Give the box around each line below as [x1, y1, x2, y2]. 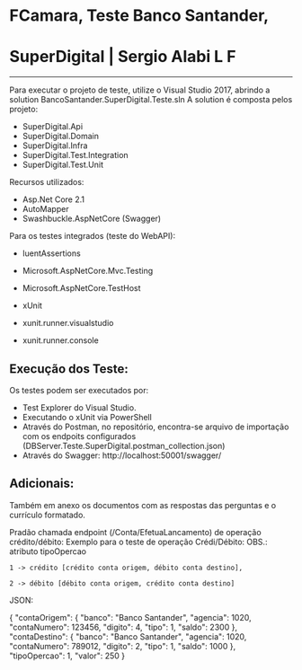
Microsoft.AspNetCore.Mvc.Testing [22, 266, 154, 277]
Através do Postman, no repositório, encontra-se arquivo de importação [22, 421, 289, 432]
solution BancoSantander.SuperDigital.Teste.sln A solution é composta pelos [9, 94, 293, 105]
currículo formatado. [9, 509, 85, 520]
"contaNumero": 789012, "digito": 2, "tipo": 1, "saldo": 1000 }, [9, 640, 236, 651]
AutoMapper [22, 204, 69, 215]
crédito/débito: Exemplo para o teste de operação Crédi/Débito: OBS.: [9, 536, 268, 547]
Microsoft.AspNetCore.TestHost [22, 283, 141, 294]
